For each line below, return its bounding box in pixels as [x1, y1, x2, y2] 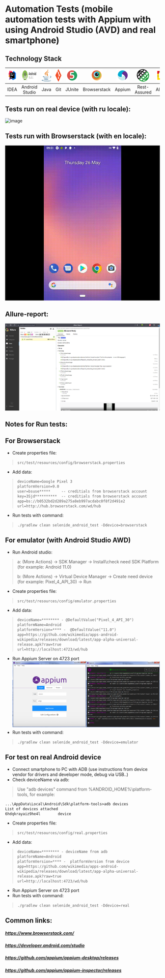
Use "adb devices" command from [17, 786, 87, 792]
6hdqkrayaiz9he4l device [5, 811, 71, 816]
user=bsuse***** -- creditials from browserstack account [17, 489, 147, 494]
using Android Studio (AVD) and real [5, 25, 156, 35]
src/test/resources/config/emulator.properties [17, 599, 116, 604]
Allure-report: [5, 310, 49, 318]
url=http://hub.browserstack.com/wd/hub [17, 503, 101, 509]
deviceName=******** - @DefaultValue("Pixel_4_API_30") [17, 617, 134, 622]
